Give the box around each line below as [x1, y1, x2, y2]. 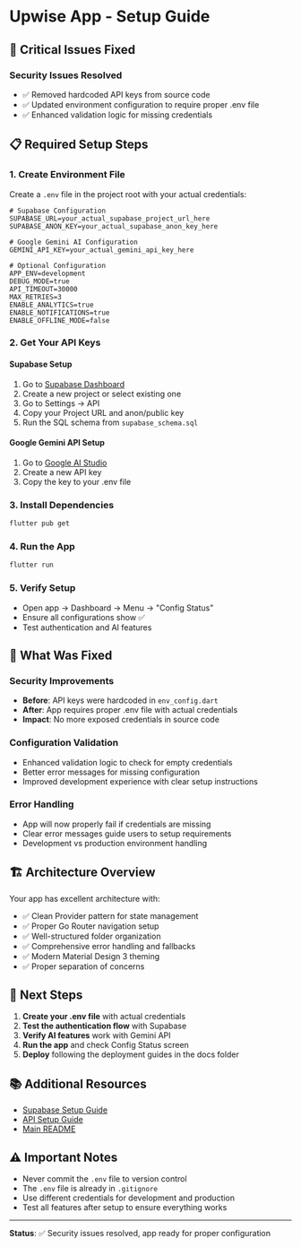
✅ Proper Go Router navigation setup [21, 921, 159, 931]
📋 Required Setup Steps [9, 137, 149, 152]
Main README [21, 1123, 76, 1135]
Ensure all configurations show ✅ [21, 611, 146, 622]
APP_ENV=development [9, 269, 87, 278]
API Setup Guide [21, 1114, 83, 1125]
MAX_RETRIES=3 [9, 292, 63, 301]
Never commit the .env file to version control [21, 1173, 187, 1184]
